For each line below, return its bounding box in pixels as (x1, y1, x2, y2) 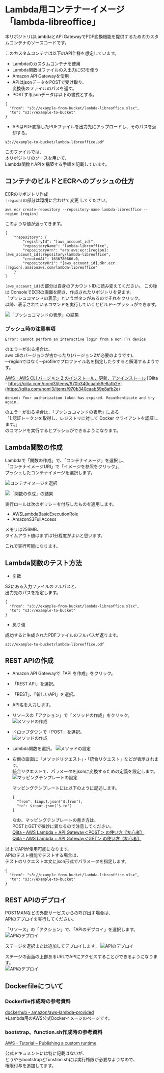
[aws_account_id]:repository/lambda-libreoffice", (5, 252, 111, 257)
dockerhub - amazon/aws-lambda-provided (5, 1009, 94, 1015)
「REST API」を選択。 (12, 681, 57, 687)
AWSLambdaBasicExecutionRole (12, 511, 79, 517)
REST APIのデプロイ (5, 895, 67, 904)
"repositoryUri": (23, 260, 58, 266)
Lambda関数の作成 (5, 443, 63, 452)
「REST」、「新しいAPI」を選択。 (12, 691, 78, 697)
